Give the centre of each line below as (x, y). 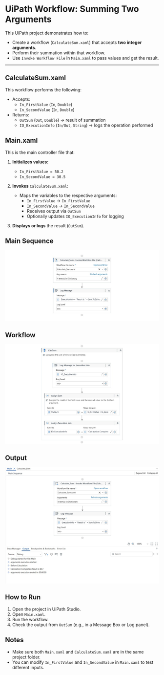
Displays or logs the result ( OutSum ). (48, 225)
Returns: (20, 115)
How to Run (23, 597)
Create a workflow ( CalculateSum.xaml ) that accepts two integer (77, 42)
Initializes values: (30, 162)
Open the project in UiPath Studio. (46, 609)
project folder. (26, 657)
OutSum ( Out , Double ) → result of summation (62, 120)
